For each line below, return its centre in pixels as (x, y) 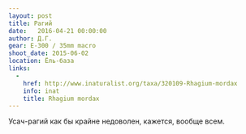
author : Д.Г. (30, 38)
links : (19, 69)
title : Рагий (30, 23)
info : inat (41, 91)
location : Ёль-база (41, 61)
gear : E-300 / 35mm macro (52, 46)
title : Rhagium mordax (61, 98)
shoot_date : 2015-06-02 (49, 53)
